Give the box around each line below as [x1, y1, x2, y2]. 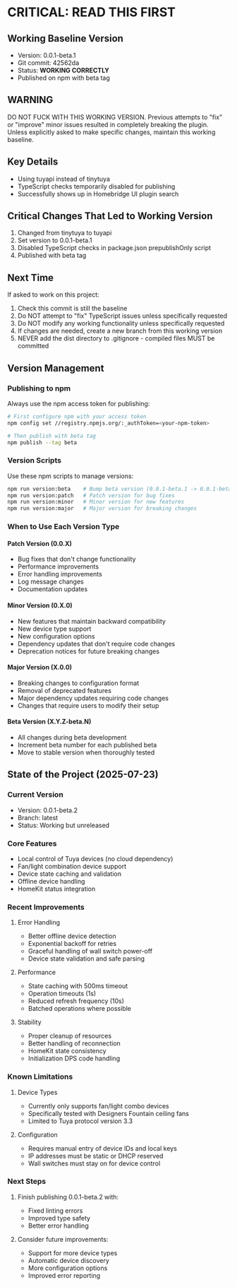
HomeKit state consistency [28, 1047, 107, 1055]
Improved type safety [28, 1214, 90, 1222]
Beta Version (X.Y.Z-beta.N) [7, 718, 92, 726]
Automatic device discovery [28, 1256, 109, 1264]
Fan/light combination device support [17, 862, 127, 870]
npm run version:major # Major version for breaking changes [7, 505, 197, 512]
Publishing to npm [7, 383, 71, 393]
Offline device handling [17, 877, 85, 885]
